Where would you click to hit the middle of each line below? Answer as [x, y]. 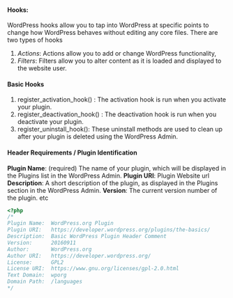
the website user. [42, 68]
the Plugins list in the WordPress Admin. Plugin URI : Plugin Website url [108, 175]
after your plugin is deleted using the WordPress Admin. [98, 136]
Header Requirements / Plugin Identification [72, 152]
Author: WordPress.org [50, 249]
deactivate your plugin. [50, 122]
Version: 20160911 [42, 243]
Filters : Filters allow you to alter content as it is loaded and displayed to [119, 61]
